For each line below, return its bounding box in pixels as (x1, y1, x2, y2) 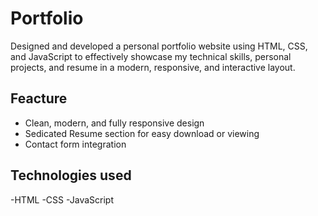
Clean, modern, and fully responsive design (24, 117, 205, 129)
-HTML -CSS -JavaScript (10, 193, 114, 206)
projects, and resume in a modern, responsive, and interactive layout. (10, 61, 296, 73)
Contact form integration (24, 138, 127, 150)
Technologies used (10, 167, 132, 184)
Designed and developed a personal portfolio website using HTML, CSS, (10, 40, 308, 52)
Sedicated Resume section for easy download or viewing (24, 127, 260, 139)
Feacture (10, 90, 68, 107)
